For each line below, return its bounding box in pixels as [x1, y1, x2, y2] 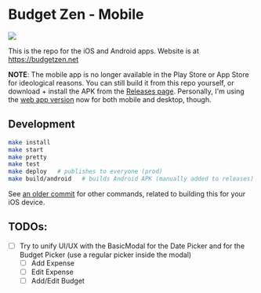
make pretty [8, 153, 47, 161]
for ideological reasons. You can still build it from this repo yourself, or [8, 78, 234, 87]
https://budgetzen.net [8, 54, 79, 64]
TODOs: [8, 220, 48, 233]
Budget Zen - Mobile [8, 5, 144, 24]
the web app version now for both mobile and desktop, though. [8, 94, 212, 104]
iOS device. [8, 198, 45, 207]
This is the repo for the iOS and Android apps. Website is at [8, 46, 200, 56]
